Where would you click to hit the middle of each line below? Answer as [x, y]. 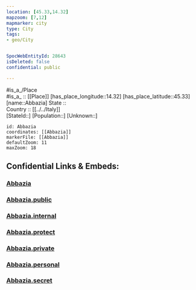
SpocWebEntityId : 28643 [36, 56]
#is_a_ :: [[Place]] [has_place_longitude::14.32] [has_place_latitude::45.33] [98, 96]
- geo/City [20, 40]
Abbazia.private [30, 248]
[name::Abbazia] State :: [36, 103]
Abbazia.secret [29, 280]
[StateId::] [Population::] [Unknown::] [52, 115]
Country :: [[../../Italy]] [33, 109]
